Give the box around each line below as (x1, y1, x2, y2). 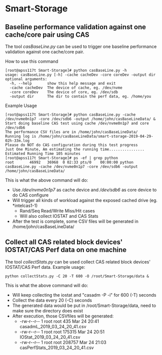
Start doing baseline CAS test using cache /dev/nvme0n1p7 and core (5, 121, 149, 126)
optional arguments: (5, 77, 48, 82)
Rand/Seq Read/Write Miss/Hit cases (19, 208, 95, 213)
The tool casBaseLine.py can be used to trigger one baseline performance (5, 44, 157, 50)
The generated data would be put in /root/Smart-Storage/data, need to (12, 303, 157, 308)
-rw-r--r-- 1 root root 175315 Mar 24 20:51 (19, 329, 105, 335)
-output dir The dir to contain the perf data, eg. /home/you (9, 94, 152, 99)
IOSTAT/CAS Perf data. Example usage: (5, 264, 85, 270)
